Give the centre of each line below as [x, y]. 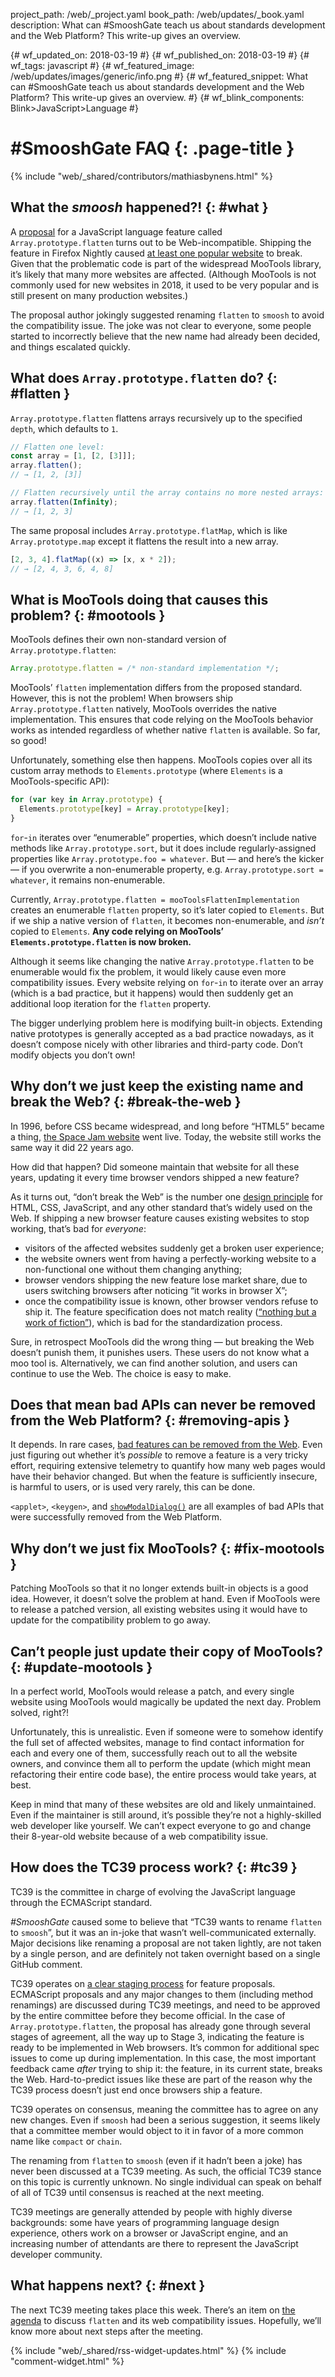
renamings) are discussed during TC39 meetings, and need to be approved [165, 2005]
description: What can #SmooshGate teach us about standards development [168, 25]
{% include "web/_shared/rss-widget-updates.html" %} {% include [148, 2350]
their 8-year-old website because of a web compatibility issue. [139, 1836]
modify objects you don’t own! [73, 1055]
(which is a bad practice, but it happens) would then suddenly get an [152, 993]
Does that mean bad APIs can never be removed [163, 1404]
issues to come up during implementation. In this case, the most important [163, 2058]
